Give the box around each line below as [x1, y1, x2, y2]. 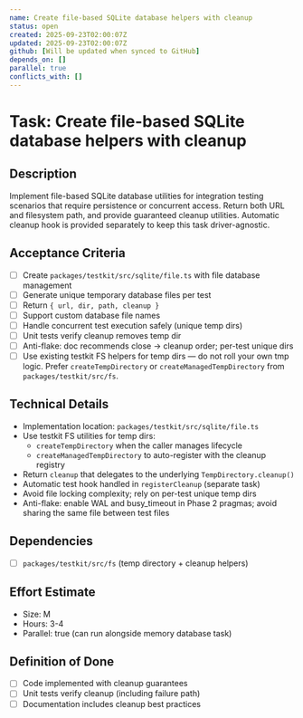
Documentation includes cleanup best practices [22, 698, 202, 709]
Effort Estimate [9, 585, 96, 600]
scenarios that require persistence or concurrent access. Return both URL [9, 200, 285, 211]
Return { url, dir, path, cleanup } [22, 300, 160, 311]
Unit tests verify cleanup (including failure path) [22, 688, 201, 699]
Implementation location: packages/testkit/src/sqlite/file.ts [22, 420, 260, 431]
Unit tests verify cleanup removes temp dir [22, 330, 182, 340]
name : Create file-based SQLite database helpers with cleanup [9, 13, 253, 23]
